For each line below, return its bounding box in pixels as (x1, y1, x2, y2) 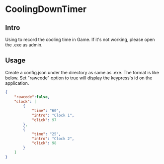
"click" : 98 (31, 141, 57, 146)
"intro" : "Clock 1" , (31, 113, 75, 118)
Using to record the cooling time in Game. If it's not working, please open (5, 36, 155, 42)
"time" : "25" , (31, 131, 61, 137)
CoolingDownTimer (5, 3, 87, 15)
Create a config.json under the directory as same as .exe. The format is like (5, 69, 159, 75)
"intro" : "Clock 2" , (31, 136, 75, 141)
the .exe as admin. (5, 42, 43, 48)
